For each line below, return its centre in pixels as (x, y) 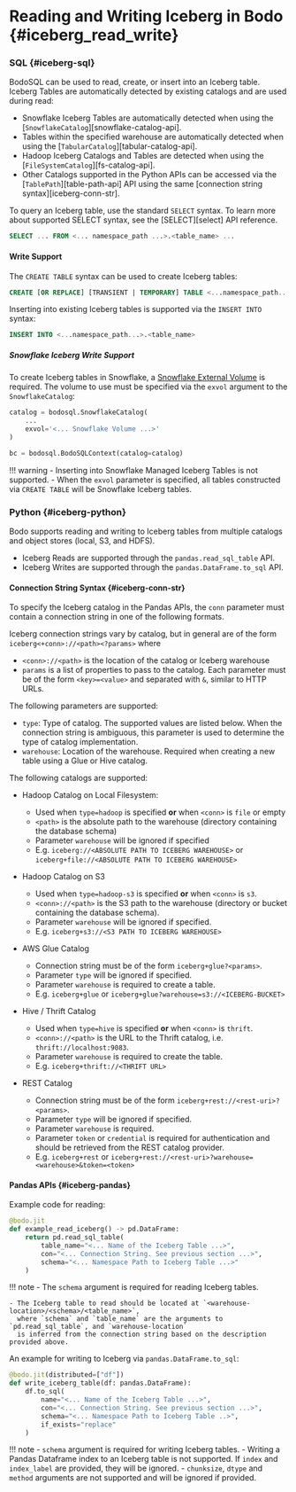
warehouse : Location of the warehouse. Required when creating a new (148, 752)
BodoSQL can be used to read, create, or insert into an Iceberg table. (135, 82)
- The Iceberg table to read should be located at (104, 1304)
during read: (32, 101)
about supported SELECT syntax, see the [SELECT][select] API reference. (144, 220)
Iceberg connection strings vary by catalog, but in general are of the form (143, 634)
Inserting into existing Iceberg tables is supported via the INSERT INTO (136, 309)
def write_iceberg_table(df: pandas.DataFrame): (100, 1383)
